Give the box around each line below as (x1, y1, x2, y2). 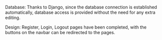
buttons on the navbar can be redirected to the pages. (5, 30, 115, 35)
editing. (5, 15, 21, 20)
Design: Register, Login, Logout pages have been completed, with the (5, 24, 147, 30)
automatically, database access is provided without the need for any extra (5, 9, 156, 15)
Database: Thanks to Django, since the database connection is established (5, 4, 157, 10)
